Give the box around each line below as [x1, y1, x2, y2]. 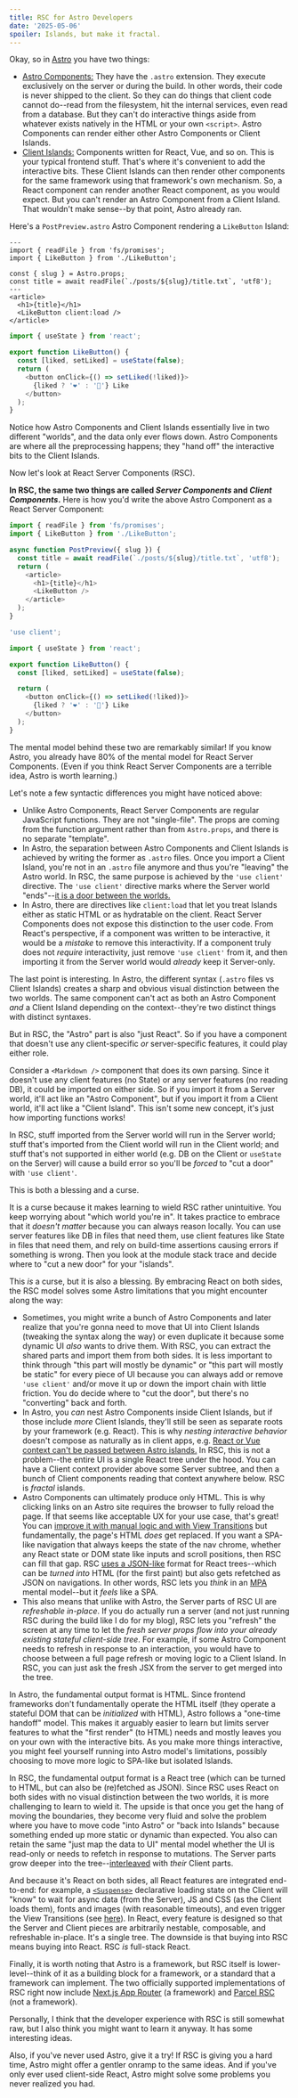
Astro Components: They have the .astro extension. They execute [21, 71, 266, 82]
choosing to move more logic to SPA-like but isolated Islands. [9, 1755, 234, 1766]
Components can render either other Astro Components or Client [21, 128, 261, 139]
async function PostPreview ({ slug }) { [9, 545, 162, 554]
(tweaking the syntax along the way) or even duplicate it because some [21, 1331, 285, 1342]
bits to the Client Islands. [9, 451, 101, 461]
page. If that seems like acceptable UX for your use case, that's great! [21, 1511, 279, 1522]
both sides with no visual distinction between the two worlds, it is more [9, 1792, 270, 1802]
